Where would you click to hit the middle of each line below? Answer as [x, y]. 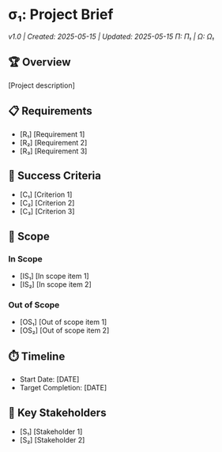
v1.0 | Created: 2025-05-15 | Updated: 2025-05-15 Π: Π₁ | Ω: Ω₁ [111, 36]
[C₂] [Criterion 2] [47, 203]
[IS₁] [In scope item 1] [54, 276]
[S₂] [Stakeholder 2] [52, 439]
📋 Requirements [50, 111]
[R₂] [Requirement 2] [53, 142]
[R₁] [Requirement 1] [52, 134]
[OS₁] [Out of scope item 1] [63, 322]
